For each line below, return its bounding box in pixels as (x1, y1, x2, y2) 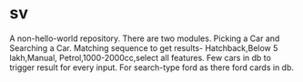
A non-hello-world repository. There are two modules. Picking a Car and (9, 33, 280, 44)
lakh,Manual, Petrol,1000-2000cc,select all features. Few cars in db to (9, 52, 271, 63)
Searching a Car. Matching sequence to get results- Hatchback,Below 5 (9, 42, 278, 53)
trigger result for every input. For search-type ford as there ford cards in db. (9, 62, 294, 73)
